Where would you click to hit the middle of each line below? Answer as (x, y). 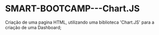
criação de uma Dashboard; (33, 27)
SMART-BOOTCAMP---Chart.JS (73, 9)
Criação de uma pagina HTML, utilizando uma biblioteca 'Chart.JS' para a (80, 22)
